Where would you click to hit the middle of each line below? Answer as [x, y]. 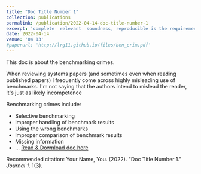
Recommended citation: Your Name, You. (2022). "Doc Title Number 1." [94, 159]
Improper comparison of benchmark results [68, 135]
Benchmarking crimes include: [44, 104]
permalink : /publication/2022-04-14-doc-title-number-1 [77, 23]
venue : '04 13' [25, 39]
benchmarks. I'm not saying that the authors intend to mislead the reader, [97, 86]
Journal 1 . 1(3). [25, 166]
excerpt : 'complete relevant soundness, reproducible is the [87, 28]
